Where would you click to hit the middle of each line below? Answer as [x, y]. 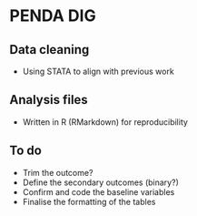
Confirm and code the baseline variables [98, 191]
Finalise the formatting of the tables [89, 201]
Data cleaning [49, 50]
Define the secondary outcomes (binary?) [100, 182]
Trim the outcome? [58, 172]
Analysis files [49, 100]
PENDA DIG [53, 16]
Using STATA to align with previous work [98, 71]
